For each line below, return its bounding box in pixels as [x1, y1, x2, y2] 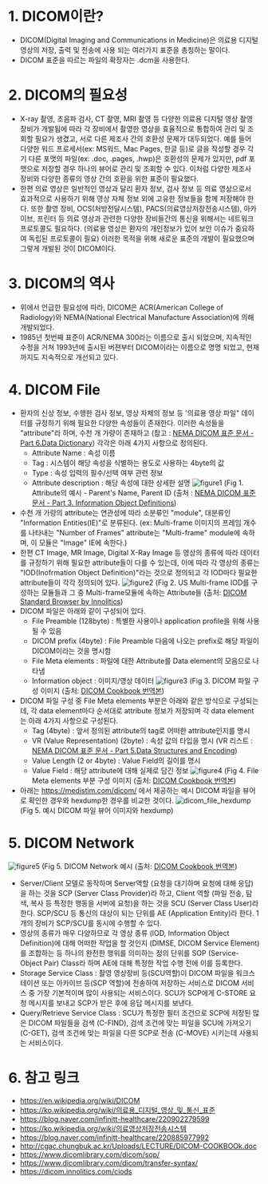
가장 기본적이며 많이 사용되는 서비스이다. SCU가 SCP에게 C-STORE [37, 988, 248, 997]
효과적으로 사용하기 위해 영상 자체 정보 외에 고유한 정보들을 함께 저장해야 [19, 193, 246, 203]
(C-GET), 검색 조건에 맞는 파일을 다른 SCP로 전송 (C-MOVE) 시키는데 [19, 1028, 238, 1037]
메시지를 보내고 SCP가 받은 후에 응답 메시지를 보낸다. [28, 998, 194, 1008]
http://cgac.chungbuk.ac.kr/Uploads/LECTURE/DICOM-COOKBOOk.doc [19, 1141, 258, 1150]
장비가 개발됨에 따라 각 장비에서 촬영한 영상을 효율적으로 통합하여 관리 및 [19, 124, 246, 133]
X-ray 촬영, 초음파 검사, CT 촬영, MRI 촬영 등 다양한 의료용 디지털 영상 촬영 [19, 113, 254, 124]
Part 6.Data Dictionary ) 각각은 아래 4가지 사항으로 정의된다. [19, 438, 208, 448]
